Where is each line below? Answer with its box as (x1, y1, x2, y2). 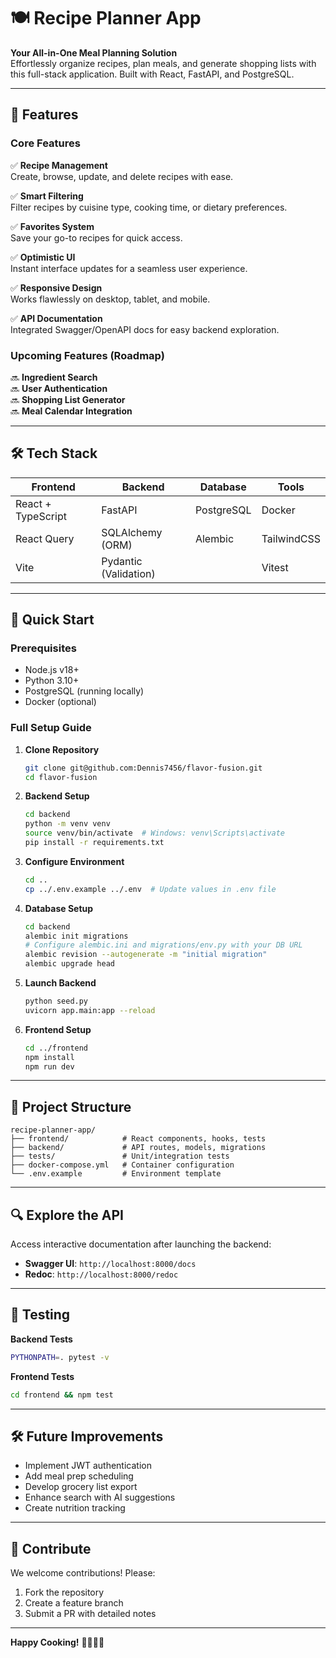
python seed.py (24, 996, 89, 1007)
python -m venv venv (24, 819, 111, 829)
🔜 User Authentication (10, 382, 108, 394)
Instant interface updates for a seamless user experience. (10, 262, 248, 274)
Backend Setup (24, 790, 90, 802)
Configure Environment (24, 855, 125, 867)
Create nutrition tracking (24, 1502, 126, 1514)
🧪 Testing (10, 1306, 71, 1324)
